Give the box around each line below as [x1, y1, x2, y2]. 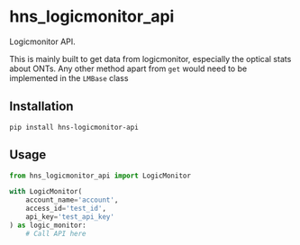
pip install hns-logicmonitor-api [9, 122, 140, 132]
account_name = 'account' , [25, 195, 119, 204]
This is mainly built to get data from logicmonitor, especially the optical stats [9, 53, 292, 64]
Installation [9, 99, 74, 114]
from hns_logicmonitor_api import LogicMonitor [9, 171, 192, 180]
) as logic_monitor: [9, 221, 87, 230]
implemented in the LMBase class [9, 72, 129, 83]
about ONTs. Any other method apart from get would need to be [9, 63, 248, 74]
